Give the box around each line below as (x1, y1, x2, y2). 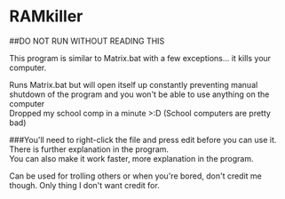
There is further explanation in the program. (9, 144, 170, 155)
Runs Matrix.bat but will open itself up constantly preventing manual (9, 79, 258, 90)
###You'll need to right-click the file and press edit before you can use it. (9, 134, 277, 145)
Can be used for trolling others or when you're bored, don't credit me (9, 171, 262, 181)
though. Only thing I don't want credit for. (9, 179, 160, 190)
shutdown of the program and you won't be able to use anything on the (9, 89, 270, 99)
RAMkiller (9, 6, 83, 27)
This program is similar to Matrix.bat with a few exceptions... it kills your (9, 52, 272, 63)
